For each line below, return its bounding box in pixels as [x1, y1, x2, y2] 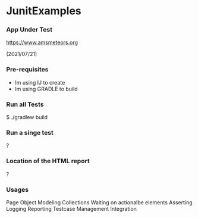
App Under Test [6, 26, 53, 34]
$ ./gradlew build [6, 114, 48, 121]
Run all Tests [6, 100, 44, 108]
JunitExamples [6, 4, 81, 18]
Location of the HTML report [6, 157, 90, 165]
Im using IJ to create [14, 79, 65, 86]
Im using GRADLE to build [14, 85, 78, 92]
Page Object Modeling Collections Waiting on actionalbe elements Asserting [6, 198, 193, 206]
